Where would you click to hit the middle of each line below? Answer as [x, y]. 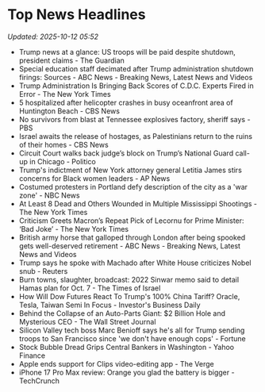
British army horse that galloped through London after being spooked [132, 237]
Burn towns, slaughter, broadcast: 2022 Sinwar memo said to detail [129, 279]
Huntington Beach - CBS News [69, 111]
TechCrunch [39, 380]
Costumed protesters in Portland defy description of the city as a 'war [133, 186]
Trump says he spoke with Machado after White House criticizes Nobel [135, 263]
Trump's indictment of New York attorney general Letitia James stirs [131, 170]
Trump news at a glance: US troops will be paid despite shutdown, [127, 52]
